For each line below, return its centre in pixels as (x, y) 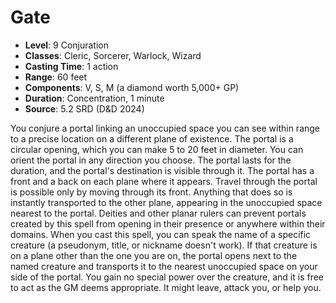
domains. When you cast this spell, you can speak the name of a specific (161, 234)
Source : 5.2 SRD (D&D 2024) (84, 108)
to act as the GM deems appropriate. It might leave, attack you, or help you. (166, 287)
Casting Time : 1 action (71, 66)
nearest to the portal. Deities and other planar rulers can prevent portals (158, 213)
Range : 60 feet (56, 77)
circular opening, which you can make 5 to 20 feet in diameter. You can (157, 149)
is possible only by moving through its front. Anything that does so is (151, 192)
